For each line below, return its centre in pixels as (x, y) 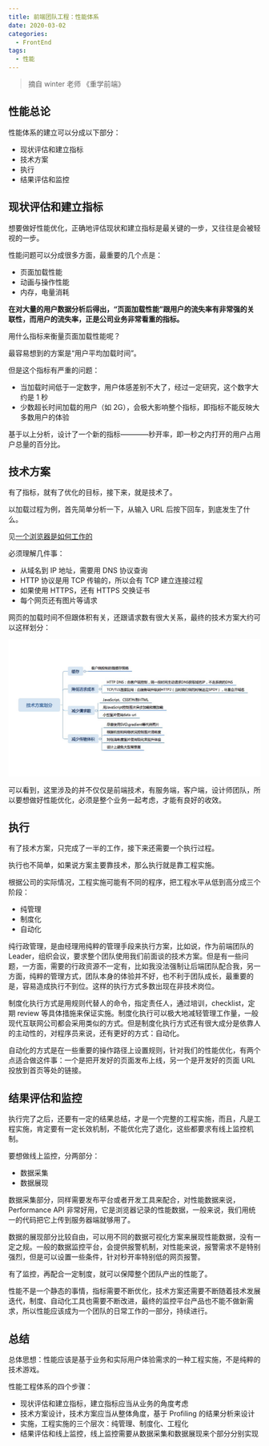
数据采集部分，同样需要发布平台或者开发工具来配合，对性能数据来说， (124, 1200)
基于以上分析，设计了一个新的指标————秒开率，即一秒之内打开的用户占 (131, 434)
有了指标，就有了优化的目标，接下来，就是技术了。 (92, 492)
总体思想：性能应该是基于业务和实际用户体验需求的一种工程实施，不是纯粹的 (134, 1360)
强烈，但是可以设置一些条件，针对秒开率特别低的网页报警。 (106, 1257)
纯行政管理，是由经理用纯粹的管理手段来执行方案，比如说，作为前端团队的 (131, 946)
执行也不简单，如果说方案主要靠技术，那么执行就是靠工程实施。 (113, 866)
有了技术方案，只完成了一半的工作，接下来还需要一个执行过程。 (113, 848)
